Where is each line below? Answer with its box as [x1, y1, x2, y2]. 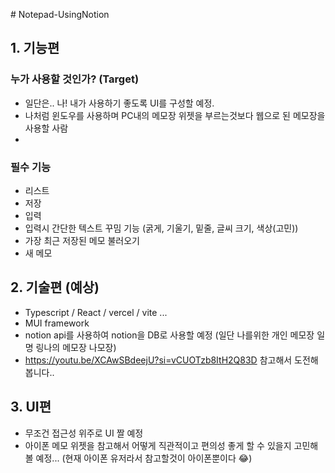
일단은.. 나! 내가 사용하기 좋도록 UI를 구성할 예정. [24, 97, 215, 109]
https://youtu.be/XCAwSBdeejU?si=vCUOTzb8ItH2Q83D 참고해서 [24, 354, 293, 366]
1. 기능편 [10, 40, 60, 57]
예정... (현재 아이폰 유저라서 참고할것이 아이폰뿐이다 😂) [35, 452, 253, 464]
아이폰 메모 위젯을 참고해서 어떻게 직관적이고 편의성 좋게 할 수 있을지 [24, 439, 292, 451]
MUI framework [24, 317, 90, 329]
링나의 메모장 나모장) [35, 341, 117, 353]
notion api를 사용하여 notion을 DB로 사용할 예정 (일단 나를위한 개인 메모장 [24, 329, 315, 341]
